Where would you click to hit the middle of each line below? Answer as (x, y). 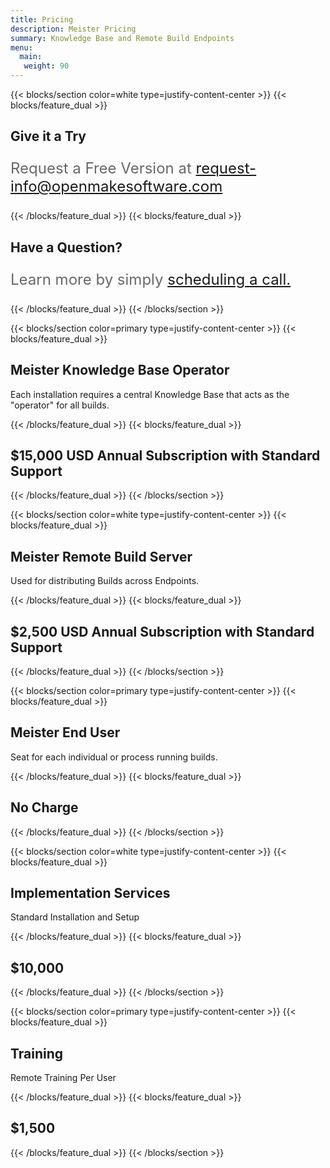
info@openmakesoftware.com (116, 186)
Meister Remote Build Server (101, 556)
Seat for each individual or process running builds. (114, 757)
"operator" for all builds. (60, 405)
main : (31, 57)
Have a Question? (66, 247)
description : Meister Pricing (73, 29)
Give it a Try (48, 136)
